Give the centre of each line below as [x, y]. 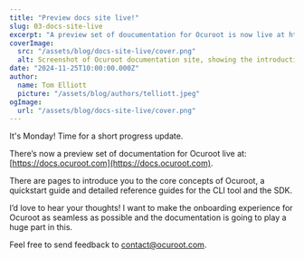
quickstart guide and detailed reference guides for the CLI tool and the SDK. [151, 190]
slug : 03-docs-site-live [56, 26]
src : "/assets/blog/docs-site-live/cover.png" [107, 52]
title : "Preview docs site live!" [75, 18]
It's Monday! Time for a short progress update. [96, 136]
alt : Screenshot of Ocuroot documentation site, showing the [135, 60]
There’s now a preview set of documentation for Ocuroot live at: [128, 154]
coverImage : [32, 43]
